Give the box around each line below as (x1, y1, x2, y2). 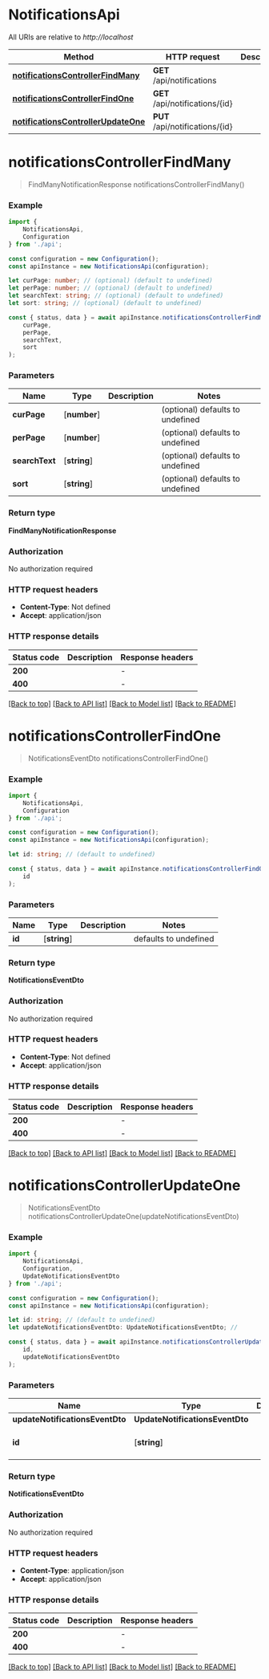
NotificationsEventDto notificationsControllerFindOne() (27, 753, 209, 763)
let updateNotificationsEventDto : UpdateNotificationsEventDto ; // (8, 1323, 239, 1331)
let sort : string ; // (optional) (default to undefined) (8, 299, 203, 307)
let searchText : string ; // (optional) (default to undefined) (8, 291, 224, 300)
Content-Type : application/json (19, 1565, 124, 1575)
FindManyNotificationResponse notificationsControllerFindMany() (27, 179, 245, 189)
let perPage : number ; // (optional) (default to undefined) (8, 284, 214, 292)
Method (63, 51, 94, 62)
